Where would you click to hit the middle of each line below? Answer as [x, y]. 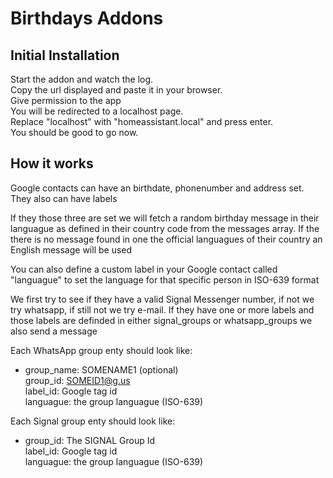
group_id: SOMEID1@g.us [77, 380]
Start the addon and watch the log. [82, 79]
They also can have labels [64, 198]
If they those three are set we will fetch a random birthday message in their [165, 218]
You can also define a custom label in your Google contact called [144, 269]
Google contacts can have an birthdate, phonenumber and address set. [157, 188]
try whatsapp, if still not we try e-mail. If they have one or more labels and [162, 309]
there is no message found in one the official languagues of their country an [166, 239]
